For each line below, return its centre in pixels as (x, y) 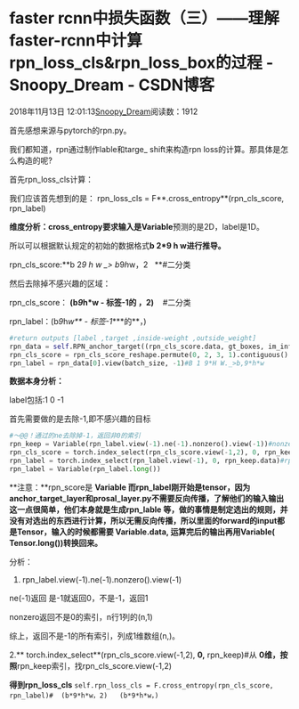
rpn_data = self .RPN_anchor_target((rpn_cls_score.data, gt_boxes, (137, 346)
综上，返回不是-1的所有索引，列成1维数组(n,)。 (95, 636)
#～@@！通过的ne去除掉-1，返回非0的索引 (75, 436)
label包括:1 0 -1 (36, 400)
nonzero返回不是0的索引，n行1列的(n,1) (81, 616)
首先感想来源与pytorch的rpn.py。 (70, 130)
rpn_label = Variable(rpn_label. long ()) (85, 469)
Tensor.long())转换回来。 (56, 542)
